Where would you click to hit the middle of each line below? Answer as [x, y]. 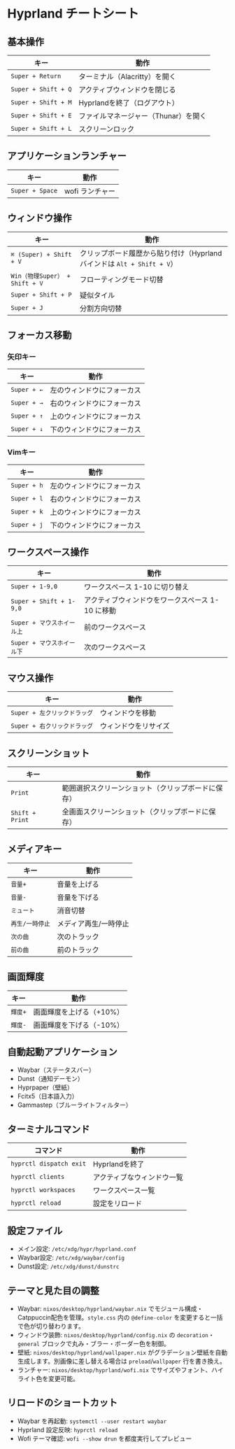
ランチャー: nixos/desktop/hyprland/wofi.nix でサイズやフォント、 [114, 1370]
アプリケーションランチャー [67, 156]
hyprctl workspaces [43, 1190]
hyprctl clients [38, 1177]
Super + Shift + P [41, 295]
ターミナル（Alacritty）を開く [128, 77]
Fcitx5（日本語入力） [48, 1096]
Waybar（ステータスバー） [56, 1070]
